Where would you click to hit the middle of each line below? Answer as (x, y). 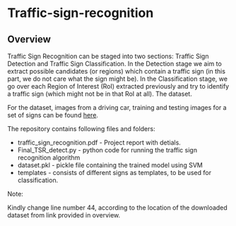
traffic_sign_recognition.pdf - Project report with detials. (99, 142)
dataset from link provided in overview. (64, 215)
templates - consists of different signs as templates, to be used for (114, 173)
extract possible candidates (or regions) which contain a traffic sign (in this (117, 71)
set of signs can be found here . (53, 115)
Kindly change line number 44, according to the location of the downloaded (117, 208)
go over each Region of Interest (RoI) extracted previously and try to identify (118, 86)
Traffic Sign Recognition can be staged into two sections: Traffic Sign (108, 56)
